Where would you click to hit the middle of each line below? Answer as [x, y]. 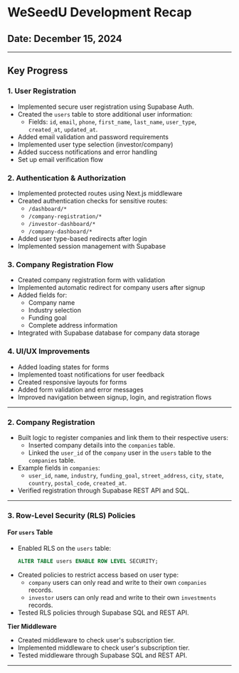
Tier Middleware [32, 626]
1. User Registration [42, 91]
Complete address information [73, 325]
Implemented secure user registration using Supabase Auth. [106, 107]
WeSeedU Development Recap [100, 12]
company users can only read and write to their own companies [118, 582]
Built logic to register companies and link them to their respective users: [123, 437]
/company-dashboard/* [60, 232]
